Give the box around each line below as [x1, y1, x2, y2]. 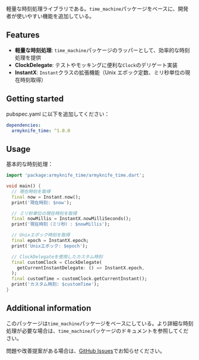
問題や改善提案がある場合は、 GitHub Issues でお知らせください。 [6, 347, 165, 354]
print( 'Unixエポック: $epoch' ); [11, 243, 88, 249]
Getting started [6, 94, 64, 104]
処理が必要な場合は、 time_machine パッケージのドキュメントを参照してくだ [6, 327, 189, 334]
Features [6, 30, 40, 40]
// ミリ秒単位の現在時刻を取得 [11, 210, 77, 216]
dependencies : [6, 122, 42, 128]
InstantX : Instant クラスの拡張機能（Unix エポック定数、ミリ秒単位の [14, 69, 185, 76]
